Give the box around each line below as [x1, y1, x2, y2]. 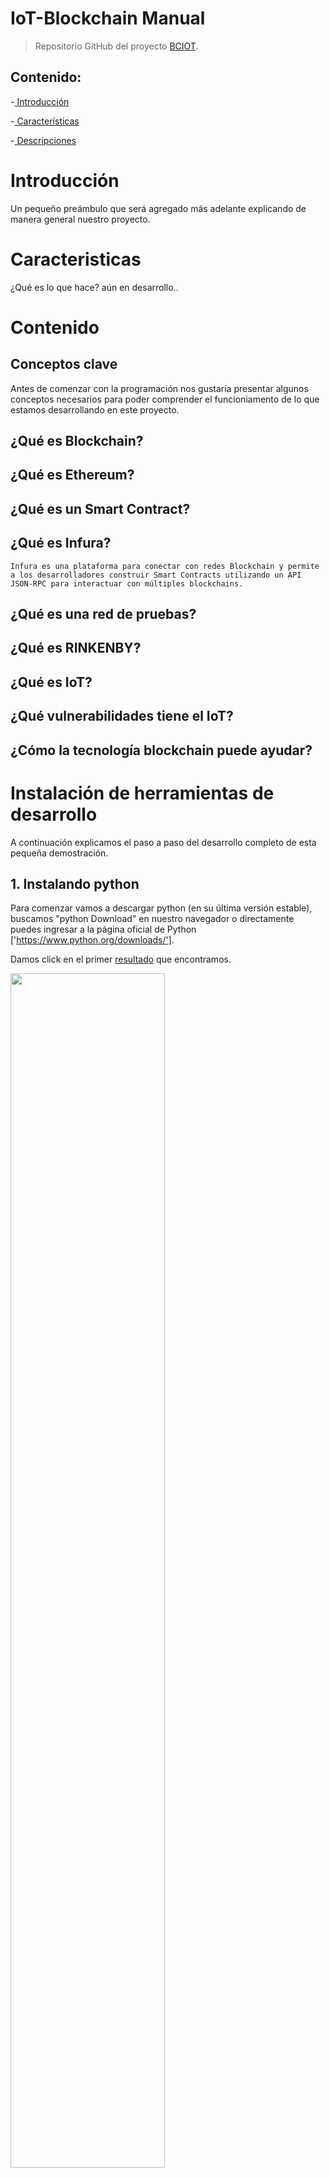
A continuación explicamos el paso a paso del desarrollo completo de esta [10, 836, 317, 848]
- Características [10, 115, 80, 127]
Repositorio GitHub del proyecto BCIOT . [34, 40, 199, 52]
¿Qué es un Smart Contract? [10, 500, 191, 517]
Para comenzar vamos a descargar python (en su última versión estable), [10, 902, 313, 914]
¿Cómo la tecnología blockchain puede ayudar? [10, 742, 313, 759]
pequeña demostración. [10, 847, 109, 859]
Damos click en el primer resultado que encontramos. [10, 953, 232, 966]
